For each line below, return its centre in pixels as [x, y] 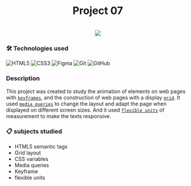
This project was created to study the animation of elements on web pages [96, 91]
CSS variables [31, 159]
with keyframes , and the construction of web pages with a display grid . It [93, 97]
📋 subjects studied [34, 132]
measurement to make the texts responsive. [59, 116]
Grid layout [28, 153]
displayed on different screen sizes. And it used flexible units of [85, 110]
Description [23, 78]
